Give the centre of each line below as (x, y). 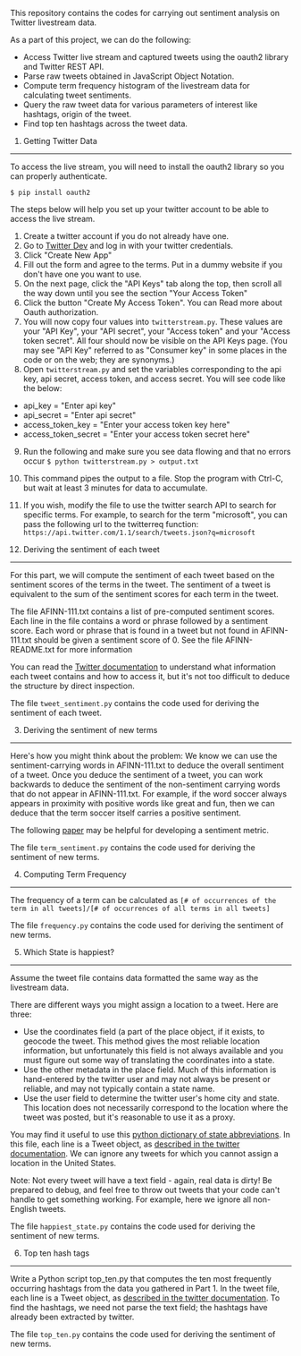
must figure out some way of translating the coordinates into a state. (149, 1060)
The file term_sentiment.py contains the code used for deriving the (133, 848)
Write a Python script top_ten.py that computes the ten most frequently (141, 1279)
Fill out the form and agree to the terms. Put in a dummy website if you (153, 264)
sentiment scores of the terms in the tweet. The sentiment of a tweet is (141, 584)
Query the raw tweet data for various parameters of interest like (140, 105)
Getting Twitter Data (60, 141)
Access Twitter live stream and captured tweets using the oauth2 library (156, 57)
